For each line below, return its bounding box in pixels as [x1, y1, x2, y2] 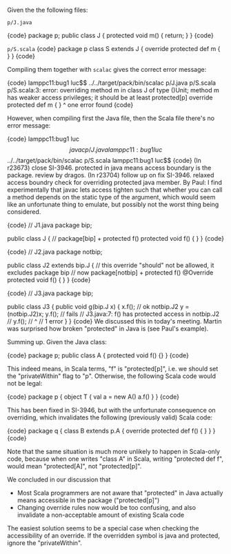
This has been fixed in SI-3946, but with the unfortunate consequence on [7, 406, 216, 414]
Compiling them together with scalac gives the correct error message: [7, 66, 207, 73]
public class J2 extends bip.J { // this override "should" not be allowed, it [7, 261, 214, 269]
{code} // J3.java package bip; [7, 289, 94, 297]
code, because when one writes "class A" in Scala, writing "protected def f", [7, 455, 224, 463]
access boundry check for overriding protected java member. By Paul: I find [7, 179, 223, 186]
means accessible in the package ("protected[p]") [17, 496, 160, 504]
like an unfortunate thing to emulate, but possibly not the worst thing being [7, 200, 219, 208]
